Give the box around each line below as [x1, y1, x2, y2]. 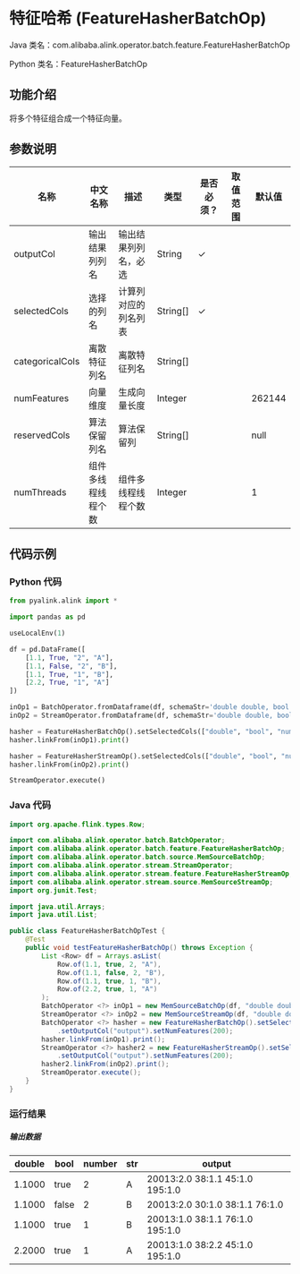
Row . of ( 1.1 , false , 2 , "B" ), [56, 968, 166, 977]
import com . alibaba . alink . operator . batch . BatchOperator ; [9, 836, 226, 845]
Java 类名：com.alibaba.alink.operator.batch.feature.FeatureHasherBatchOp [9, 39, 290, 50]
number [83, 1157, 118, 1169]
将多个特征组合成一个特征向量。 [9, 113, 127, 124]
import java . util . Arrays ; [9, 902, 105, 911]
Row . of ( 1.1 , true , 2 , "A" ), [56, 960, 162, 969]
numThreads [13, 485, 67, 498]
